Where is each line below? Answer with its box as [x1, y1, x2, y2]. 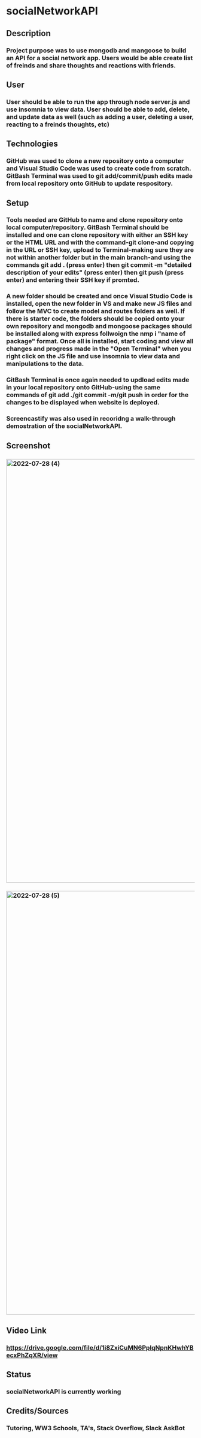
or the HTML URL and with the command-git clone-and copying [6, 239, 194, 247]
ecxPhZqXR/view [6, 1351, 58, 1359]
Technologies [6, 139, 59, 149]
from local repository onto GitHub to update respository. [6, 179, 173, 187]
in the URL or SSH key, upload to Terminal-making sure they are [6, 246, 194, 254]
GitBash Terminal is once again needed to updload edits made [6, 376, 190, 384]
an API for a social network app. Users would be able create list [6, 53, 193, 62]
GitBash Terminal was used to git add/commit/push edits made [6, 172, 193, 180]
